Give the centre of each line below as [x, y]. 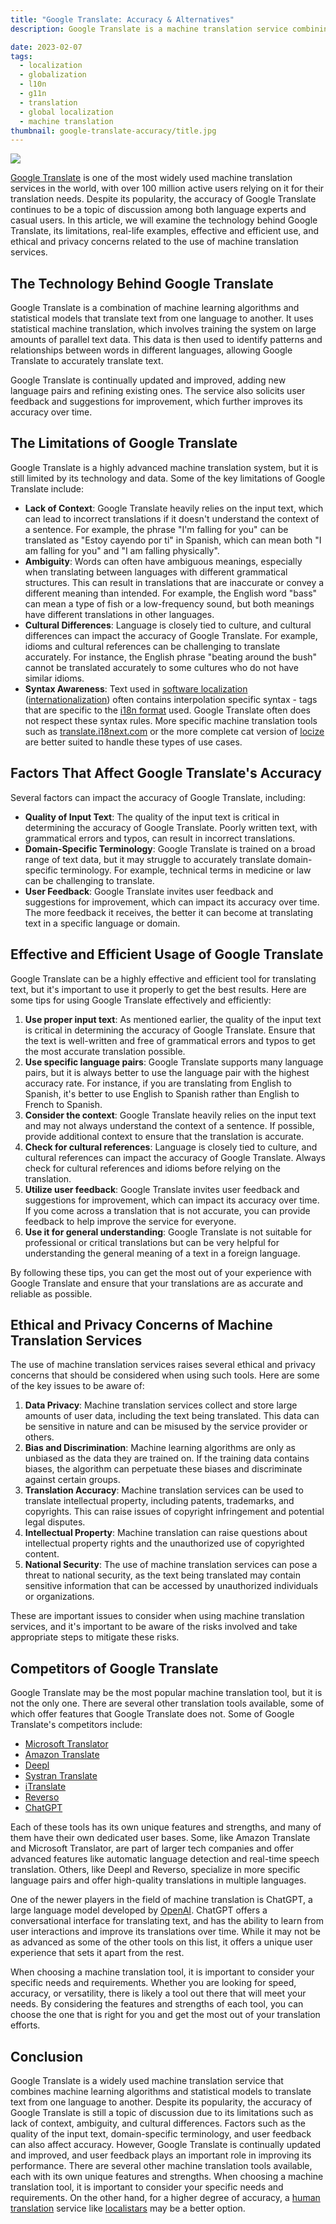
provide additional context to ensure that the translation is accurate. [164, 1136]
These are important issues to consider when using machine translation [157, 1616]
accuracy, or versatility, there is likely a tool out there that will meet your [158, 1993]
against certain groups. [72, 1480]
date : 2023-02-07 [46, 47]
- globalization [53, 75]
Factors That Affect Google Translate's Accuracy [166, 773]
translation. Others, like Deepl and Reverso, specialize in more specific [155, 1870]
